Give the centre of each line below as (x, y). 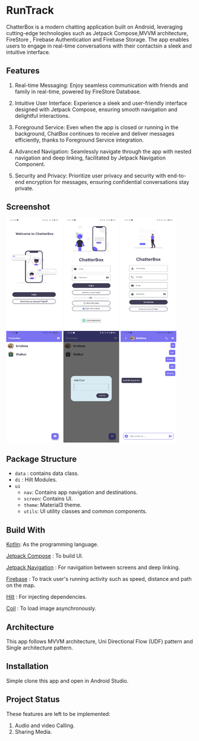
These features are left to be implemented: (59, 714)
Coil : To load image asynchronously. (51, 608)
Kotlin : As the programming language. (53, 545)
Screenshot (28, 207)
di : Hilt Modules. (36, 480)
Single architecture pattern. (40, 648)
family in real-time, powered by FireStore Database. (78, 91)
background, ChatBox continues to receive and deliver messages (94, 133)
